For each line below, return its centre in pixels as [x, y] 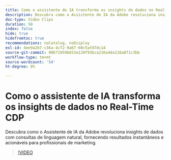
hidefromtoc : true [25, 39]
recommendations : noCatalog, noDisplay [48, 43]
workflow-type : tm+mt [28, 57]
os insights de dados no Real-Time [80, 107]
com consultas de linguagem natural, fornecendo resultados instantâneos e [84, 137]
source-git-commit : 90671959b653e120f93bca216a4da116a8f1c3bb [73, 52]
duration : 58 [19, 24]
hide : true [17, 34]
